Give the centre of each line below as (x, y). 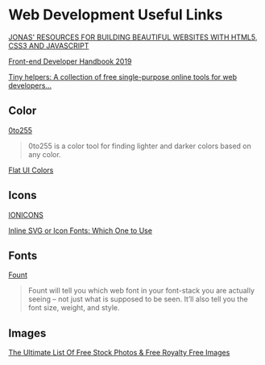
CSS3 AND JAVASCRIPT (49, 45)
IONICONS (26, 214)
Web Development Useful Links (116, 15)
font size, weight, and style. (74, 308)
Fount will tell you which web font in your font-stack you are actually (141, 291)
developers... (30, 85)
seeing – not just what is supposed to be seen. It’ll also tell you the (138, 299)
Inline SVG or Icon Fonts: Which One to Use (81, 230)
